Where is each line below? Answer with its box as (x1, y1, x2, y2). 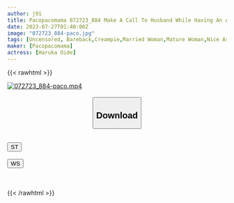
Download (96, 110, 138, 121)
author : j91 (7, 10, 42, 17)
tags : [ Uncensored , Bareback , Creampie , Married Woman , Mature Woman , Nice (7, 36, 219, 43)
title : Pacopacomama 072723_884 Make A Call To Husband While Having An (7, 17, 223, 24)
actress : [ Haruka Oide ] (7, 50, 77, 57)
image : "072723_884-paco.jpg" (7, 29, 95, 37)
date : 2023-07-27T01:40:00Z (7, 23, 89, 30)
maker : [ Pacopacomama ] (7, 43, 73, 50)
